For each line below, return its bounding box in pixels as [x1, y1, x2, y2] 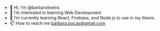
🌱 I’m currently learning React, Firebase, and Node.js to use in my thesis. [9, 15, 156, 20]
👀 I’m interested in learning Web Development [9, 10, 102, 15]
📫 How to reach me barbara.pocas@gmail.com [9, 20, 106, 26]
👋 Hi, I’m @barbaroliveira [9, 5, 60, 10]
